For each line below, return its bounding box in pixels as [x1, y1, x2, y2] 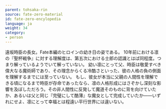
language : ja [5, 21, 32, 26]
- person [5, 35, 23, 40]
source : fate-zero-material [5, 12, 63, 17]
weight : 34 [5, 26, 28, 31]
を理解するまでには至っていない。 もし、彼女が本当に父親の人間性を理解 [5, 74, 154, 80]
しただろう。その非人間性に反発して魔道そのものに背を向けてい [22, 86, 152, 92]
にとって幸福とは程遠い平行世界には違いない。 [31, 99, 126, 105]
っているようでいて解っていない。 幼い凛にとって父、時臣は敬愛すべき [18, 61, 162, 67]
